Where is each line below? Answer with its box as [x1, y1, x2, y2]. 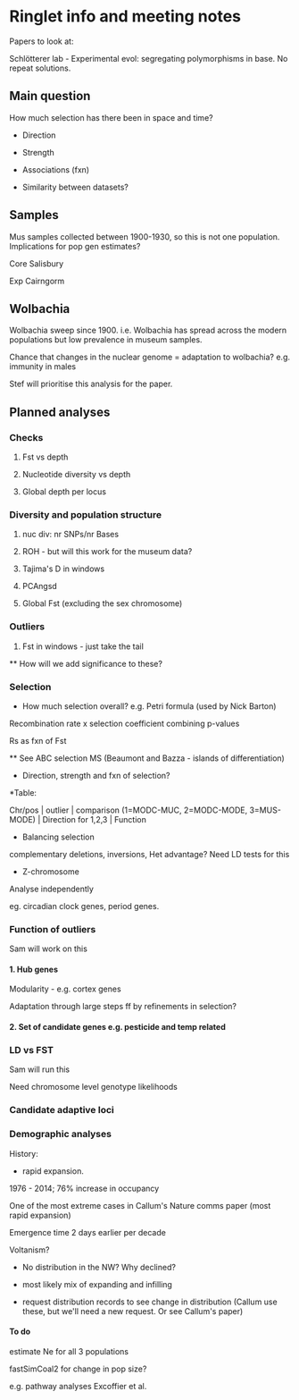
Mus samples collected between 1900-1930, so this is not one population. [9, 231, 280, 242]
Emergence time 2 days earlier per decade [9, 1227, 167, 1237]
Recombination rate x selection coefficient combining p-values [9, 718, 240, 729]
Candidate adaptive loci [9, 1104, 114, 1117]
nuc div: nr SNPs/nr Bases [21, 529, 119, 540]
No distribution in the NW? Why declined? [21, 1261, 177, 1272]
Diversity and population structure [9, 508, 162, 520]
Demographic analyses [9, 1128, 112, 1141]
